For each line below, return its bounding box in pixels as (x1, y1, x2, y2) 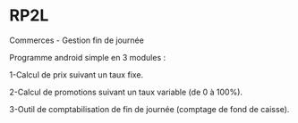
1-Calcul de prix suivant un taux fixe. (9, 69, 144, 80)
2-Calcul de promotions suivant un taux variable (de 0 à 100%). (9, 86, 243, 97)
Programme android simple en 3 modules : (9, 52, 166, 62)
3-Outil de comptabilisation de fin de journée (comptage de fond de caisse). (9, 103, 290, 114)
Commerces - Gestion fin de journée (9, 35, 145, 45)
